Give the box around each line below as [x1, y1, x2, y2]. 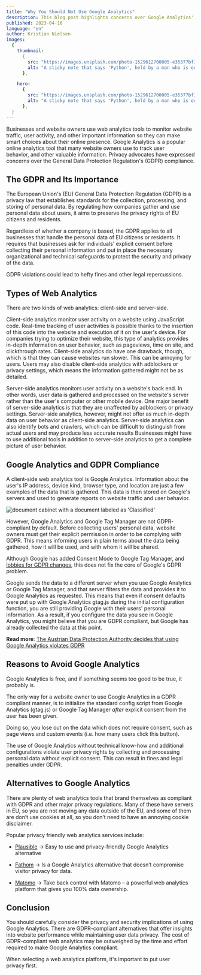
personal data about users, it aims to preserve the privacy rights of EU [6, 209, 179, 216]
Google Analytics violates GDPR [6, 642, 85, 649]
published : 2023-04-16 [6, 20, 63, 26]
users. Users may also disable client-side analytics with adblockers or [6, 360, 178, 368]
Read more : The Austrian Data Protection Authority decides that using [6, 635, 179, 642]
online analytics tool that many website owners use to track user [6, 145, 165, 152]
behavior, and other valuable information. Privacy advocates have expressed [6, 151, 196, 158]
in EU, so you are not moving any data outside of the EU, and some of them [6, 807, 191, 814]
